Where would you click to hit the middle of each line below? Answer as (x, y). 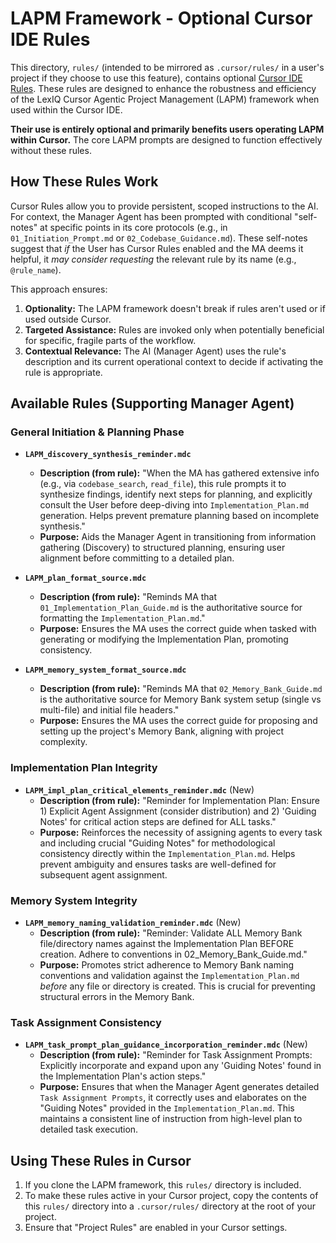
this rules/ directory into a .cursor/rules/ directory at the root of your (170, 1206)
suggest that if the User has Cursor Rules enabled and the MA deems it (157, 248)
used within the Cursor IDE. (66, 109)
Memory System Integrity (74, 900)
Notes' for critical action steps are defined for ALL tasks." (158, 821)
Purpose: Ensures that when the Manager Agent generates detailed (179, 1087)
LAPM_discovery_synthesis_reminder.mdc (108, 455)
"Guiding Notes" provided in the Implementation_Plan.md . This (167, 1108)
